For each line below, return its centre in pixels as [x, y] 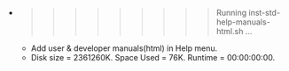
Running [231, 13]
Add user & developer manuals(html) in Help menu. [124, 48]
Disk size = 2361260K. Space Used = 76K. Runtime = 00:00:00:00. [153, 57]
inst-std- [264, 13]
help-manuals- [243, 22]
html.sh [230, 31]
